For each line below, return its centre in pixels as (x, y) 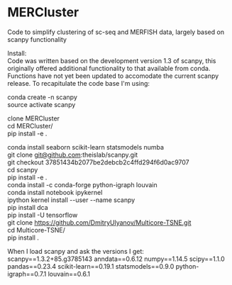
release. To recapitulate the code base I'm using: (79, 83)
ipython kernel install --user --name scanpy (71, 200)
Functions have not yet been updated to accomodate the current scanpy (113, 76)
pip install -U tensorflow (43, 215)
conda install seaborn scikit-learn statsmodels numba (86, 147)
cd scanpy (23, 169)
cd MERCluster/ (30, 125)
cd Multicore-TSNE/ (37, 230)
